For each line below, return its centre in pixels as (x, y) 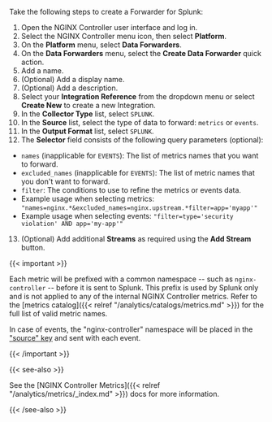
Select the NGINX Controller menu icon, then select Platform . (123, 36)
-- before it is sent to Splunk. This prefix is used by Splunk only (153, 287)
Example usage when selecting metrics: (88, 199)
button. (33, 248)
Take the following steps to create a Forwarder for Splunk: (106, 12)
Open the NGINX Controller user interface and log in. (109, 27)
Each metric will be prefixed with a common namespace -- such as (121, 279)
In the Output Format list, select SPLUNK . (87, 131)
